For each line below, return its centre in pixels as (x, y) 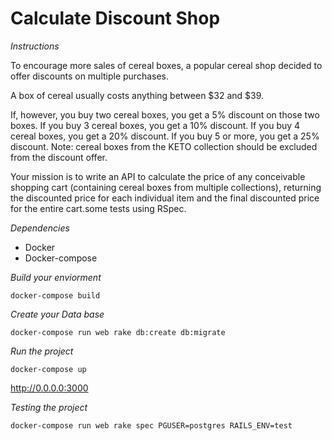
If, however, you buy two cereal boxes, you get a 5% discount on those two (165, 114)
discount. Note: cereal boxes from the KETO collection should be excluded (164, 146)
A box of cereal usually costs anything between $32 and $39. (137, 95)
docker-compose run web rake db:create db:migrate (118, 332)
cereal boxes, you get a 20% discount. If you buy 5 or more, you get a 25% (165, 136)
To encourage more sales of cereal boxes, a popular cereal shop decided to (166, 65)
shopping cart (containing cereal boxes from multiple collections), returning (166, 187)
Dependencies (40, 228)
